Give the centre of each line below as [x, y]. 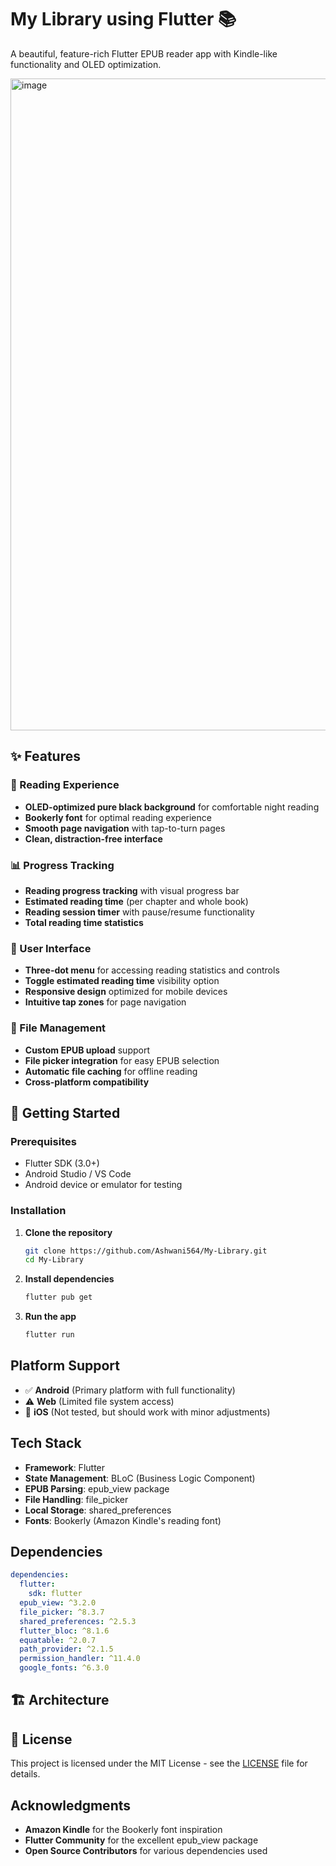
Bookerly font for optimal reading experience [118, 817]
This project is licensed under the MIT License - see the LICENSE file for [159, 1763]
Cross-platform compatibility [87, 1082]
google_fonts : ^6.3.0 [64, 1668]
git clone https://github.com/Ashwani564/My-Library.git [146, 1251]
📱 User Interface [51, 948]
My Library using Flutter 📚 [123, 19]
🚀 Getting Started [65, 1112]
